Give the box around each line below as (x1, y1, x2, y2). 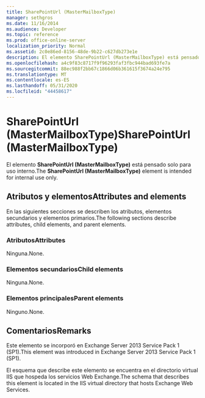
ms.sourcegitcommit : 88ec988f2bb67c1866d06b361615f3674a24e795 (6, 65, 171, 72)
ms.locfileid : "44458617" (6, 89, 72, 95)
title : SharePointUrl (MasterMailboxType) (6, 9, 116, 15)
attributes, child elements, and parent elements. (6, 220, 126, 228)
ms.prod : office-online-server (6, 37, 86, 43)
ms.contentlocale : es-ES (6, 77, 70, 83)
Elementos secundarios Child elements (6, 265, 124, 273)
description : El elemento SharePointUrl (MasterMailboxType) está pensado (6, 54, 201, 60)
